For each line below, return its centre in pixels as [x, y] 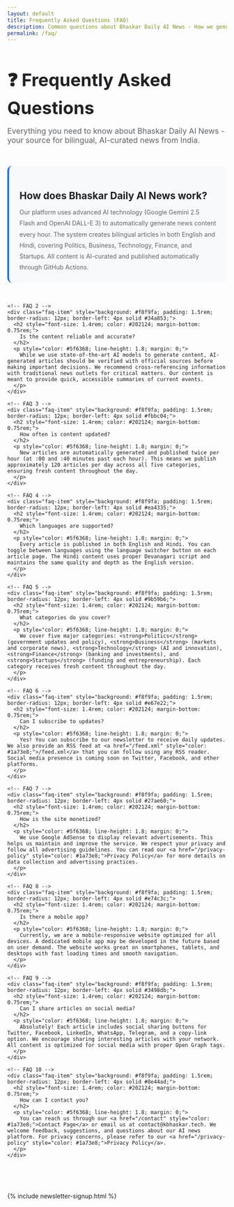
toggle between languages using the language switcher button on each [112, 551]
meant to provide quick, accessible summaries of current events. [106, 380]
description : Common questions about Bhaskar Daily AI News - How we [110, 27]
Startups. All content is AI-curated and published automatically [110, 256]
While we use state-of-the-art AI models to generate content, [114, 355]
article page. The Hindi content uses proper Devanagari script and [109, 557]
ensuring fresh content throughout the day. [73, 471]
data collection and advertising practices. [73, 862]
